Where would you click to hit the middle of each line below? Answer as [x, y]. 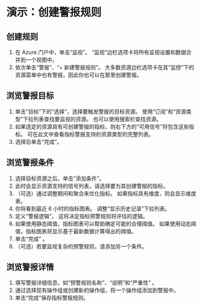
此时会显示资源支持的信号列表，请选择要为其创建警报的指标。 [92, 186]
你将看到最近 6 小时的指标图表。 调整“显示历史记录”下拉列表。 [93, 208]
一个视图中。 [42, 60]
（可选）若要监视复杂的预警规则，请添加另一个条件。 [81, 246]
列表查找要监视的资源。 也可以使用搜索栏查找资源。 [97, 119]
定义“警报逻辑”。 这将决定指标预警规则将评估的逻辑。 [82, 216]
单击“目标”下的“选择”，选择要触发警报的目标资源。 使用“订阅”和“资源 [100, 111]
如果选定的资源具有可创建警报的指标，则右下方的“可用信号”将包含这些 [102, 126]
